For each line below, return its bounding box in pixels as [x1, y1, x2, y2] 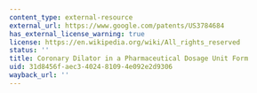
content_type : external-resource [9, 12, 133, 22]
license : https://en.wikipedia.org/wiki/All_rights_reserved [9, 37, 241, 47]
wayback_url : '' [9, 71, 69, 80]
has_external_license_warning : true [9, 29, 145, 38]
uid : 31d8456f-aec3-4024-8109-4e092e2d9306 [9, 63, 173, 72]
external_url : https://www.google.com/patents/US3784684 [9, 21, 225, 30]
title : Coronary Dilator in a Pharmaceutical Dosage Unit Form [9, 54, 249, 63]
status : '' [9, 46, 50, 55]
